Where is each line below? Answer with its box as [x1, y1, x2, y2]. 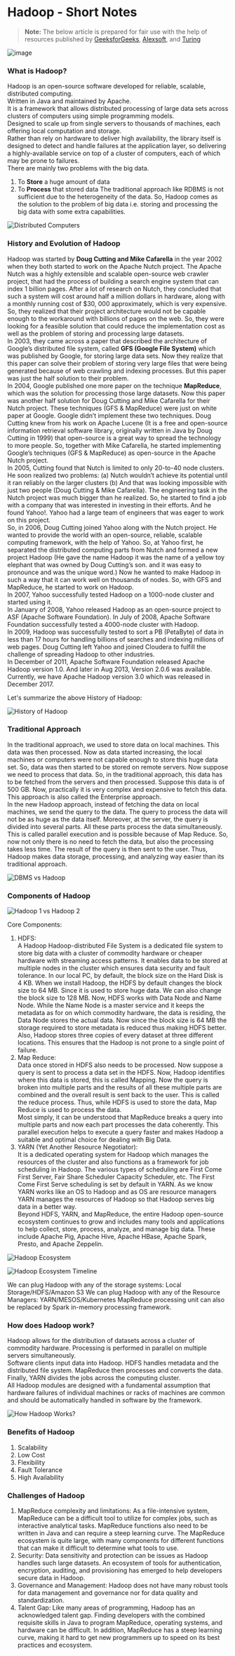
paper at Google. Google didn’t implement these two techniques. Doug [7, 411, 212, 420]
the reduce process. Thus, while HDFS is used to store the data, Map [17, 1098, 217, 1106]
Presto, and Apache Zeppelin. [17, 1240, 104, 1248]
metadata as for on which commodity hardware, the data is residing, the [17, 1009, 226, 1017]
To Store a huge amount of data [17, 178, 110, 186]
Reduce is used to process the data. [17, 1106, 122, 1114]
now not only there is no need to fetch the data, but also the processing [7, 837, 214, 846]
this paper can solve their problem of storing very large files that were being [7, 359, 227, 367]
